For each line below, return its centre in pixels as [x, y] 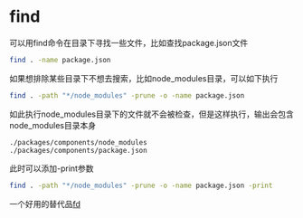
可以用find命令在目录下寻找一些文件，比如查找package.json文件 [129, 43]
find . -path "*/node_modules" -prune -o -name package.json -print [141, 185]
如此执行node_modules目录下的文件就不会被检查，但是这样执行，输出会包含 [151, 114]
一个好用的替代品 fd [45, 204]
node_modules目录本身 [53, 125]
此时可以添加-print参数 [52, 168]
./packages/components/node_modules [78, 142]
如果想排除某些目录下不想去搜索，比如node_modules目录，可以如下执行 [144, 78]
